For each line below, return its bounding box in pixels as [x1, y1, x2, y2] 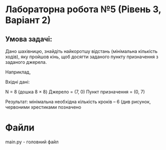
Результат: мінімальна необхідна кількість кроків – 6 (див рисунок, [5, 98, 151, 105]
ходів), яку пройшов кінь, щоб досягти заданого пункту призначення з [5, 54, 158, 60]
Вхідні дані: [5, 79, 30, 85]
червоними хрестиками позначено [5, 104, 81, 110]
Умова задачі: [5, 35, 52, 43]
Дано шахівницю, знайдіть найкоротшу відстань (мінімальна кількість [5, 48, 158, 54]
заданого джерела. [5, 59, 47, 65]
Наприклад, [5, 69, 31, 75]
